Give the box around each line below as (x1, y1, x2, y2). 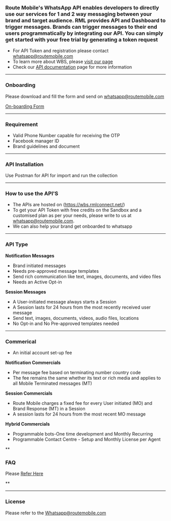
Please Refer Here (5, 470, 43, 477)
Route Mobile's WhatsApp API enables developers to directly (5, 4, 159, 11)
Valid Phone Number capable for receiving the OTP (12, 132, 120, 138)
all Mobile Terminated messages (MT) (12, 380, 93, 386)
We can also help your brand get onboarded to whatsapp (12, 223, 132, 229)
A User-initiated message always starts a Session (12, 298, 117, 305)
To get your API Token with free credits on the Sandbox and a (12, 207, 142, 213)
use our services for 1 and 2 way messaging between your (5, 10, 152, 17)
